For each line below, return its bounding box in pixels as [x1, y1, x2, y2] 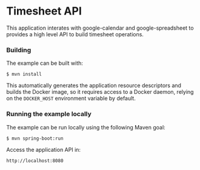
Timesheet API [6, 4, 82, 18]
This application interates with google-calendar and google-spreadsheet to [6, 24, 194, 31]
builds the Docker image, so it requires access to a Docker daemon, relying [6, 88, 194, 96]
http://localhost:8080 [6, 157, 64, 164]
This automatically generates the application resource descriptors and [6, 82, 182, 89]
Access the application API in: [6, 146, 81, 153]
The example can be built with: [6, 59, 84, 67]
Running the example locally [6, 110, 92, 119]
